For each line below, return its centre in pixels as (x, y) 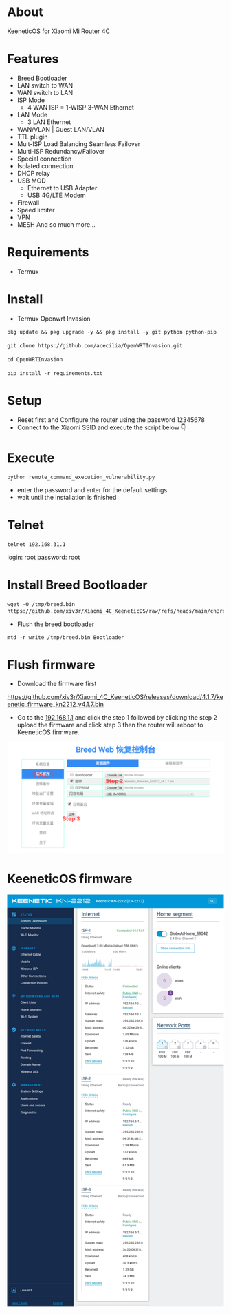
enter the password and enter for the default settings (92, 489)
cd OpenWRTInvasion (35, 359)
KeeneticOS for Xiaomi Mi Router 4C (58, 31)
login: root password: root (44, 557)
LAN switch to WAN (45, 85)
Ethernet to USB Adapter (62, 188)
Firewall (28, 202)
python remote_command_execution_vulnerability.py (81, 477)
